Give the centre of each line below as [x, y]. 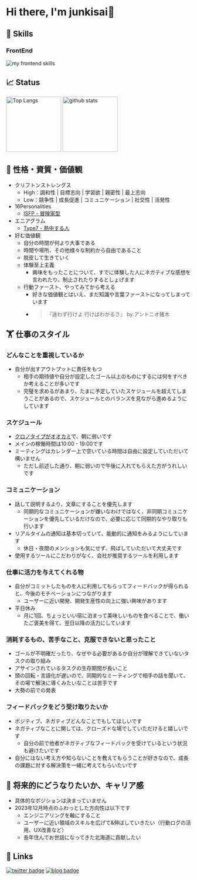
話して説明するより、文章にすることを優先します [74, 504]
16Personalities [33, 206]
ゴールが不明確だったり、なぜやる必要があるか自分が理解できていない [99, 653]
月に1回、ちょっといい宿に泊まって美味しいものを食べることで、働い [106, 616]
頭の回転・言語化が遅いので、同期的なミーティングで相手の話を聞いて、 [101, 676]
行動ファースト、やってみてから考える [69, 287]
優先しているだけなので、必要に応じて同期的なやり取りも [118, 519]
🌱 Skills [20, 34]
